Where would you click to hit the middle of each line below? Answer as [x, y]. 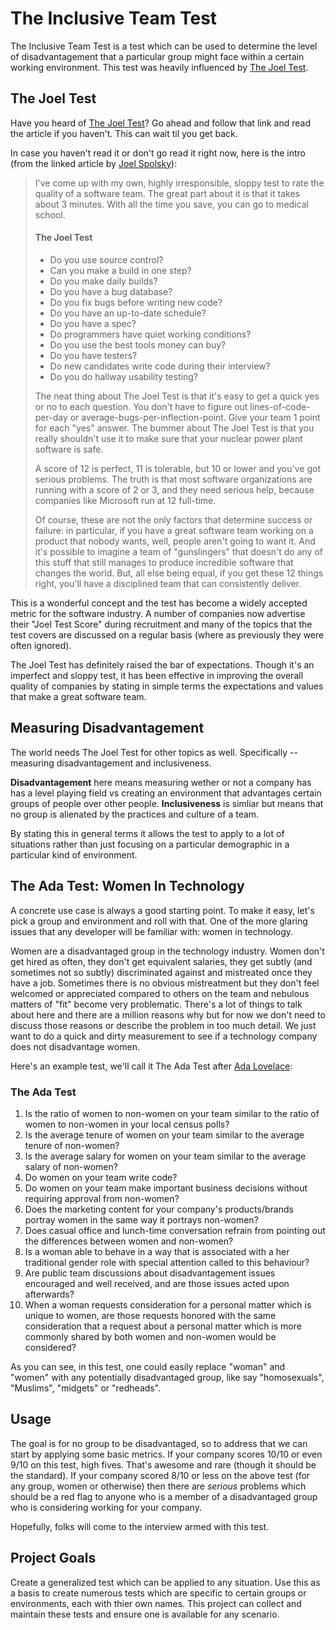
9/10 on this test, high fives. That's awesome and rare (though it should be [163, 1464]
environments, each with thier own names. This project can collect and [156, 1603]
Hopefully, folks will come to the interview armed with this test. [140, 1526]
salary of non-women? [71, 1166]
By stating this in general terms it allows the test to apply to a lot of [147, 833]
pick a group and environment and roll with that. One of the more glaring [159, 921]
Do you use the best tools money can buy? [138, 344]
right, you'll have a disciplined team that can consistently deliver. [168, 583]
